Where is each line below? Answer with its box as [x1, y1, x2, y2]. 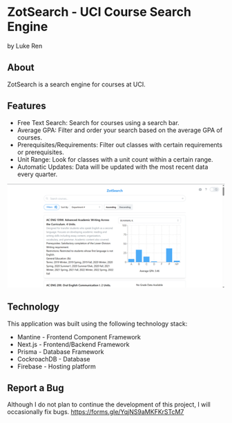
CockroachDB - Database [17, 355, 90, 363]
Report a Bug [7, 382, 64, 394]
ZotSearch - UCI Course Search [7, 4, 192, 20]
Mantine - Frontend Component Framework [17, 332, 142, 341]
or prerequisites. [17, 148, 64, 156]
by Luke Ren [7, 41, 43, 50]
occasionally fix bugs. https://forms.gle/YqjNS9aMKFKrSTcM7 [7, 408, 184, 416]
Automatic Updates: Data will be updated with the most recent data [17, 162, 209, 171]
